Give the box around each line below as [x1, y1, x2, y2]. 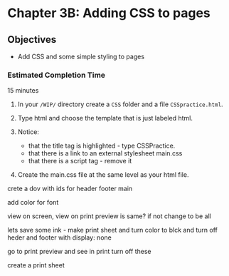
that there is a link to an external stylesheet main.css [28, 149, 183, 158]
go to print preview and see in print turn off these [7, 247, 151, 256]
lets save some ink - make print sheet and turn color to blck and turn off [7, 226, 218, 235]
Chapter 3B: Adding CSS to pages [7, 5, 211, 21]
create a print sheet [7, 261, 65, 270]
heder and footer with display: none [7, 233, 112, 242]
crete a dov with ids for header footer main [7, 184, 133, 193]
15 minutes [7, 86, 39, 95]
